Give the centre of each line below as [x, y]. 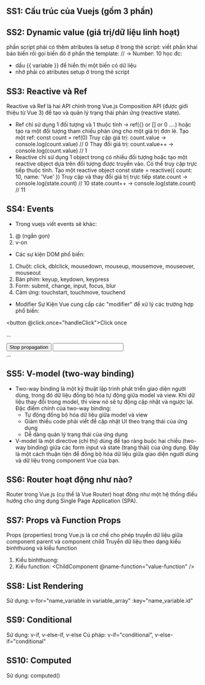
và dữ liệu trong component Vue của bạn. [68, 460]
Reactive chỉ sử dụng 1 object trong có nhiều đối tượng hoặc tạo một [101, 157]
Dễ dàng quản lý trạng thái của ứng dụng [76, 434]
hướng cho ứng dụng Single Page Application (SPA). [72, 501]
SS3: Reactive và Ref [47, 91]
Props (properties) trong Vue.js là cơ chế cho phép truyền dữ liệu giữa [95, 535]
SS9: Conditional [39, 620]
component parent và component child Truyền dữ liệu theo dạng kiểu [94, 542]
